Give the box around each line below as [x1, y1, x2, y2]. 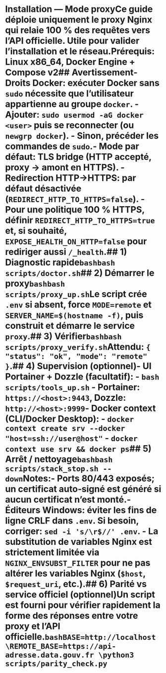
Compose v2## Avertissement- [5, 67, 138, 78]
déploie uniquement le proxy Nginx [5, 14, 153, 25]
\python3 [98, 651, 134, 660]
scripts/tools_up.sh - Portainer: [5, 381, 140, 393]
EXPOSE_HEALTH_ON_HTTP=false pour [5, 236, 147, 247]
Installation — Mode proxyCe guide [5, 3, 153, 15]
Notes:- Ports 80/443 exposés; [23, 473, 155, 484]
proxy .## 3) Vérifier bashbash [5, 331, 122, 342]
